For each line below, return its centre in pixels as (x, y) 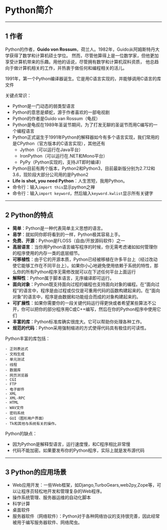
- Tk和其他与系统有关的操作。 (32, 424)
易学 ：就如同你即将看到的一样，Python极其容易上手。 (68, 234)
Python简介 (29, 10)
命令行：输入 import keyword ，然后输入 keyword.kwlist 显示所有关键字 (83, 193)
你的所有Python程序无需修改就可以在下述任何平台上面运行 (76, 272)
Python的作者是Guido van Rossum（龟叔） (56, 118)
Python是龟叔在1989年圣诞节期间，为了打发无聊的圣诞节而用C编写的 (83, 125)
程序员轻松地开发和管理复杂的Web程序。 (63, 491)
